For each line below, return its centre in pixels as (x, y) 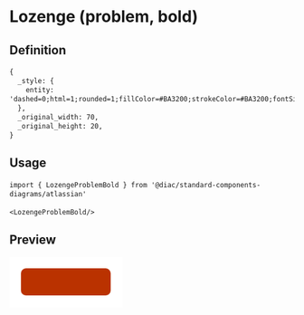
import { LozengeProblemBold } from (78, 185)
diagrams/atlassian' (48, 194)
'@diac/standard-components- (205, 185)
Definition (38, 50)
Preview (33, 240)
